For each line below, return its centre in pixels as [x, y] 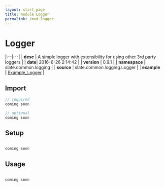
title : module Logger [27, 14]
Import [16, 88]
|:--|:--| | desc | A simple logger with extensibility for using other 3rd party [81, 57]
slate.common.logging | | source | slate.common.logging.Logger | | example [83, 68]
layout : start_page [25, 10]
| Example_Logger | [25, 73]
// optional [17, 113]
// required [17, 100]
